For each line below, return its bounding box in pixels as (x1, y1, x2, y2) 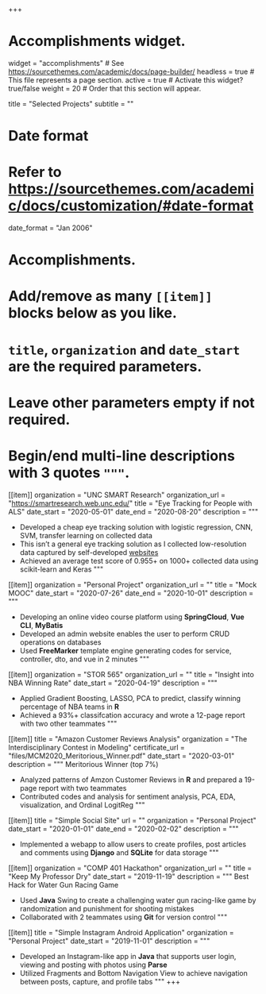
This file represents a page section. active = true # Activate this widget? (8, 75, 244, 84)
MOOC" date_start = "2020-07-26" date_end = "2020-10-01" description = (8, 588, 254, 598)
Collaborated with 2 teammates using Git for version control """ (19, 912, 228, 922)
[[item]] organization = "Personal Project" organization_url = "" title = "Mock (8, 580, 257, 589)
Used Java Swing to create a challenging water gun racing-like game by (19, 895, 256, 905)
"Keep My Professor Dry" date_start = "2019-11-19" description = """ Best (8, 871, 249, 881)
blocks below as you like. (8, 304, 177, 322)
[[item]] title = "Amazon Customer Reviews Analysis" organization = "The (8, 734, 248, 743)
